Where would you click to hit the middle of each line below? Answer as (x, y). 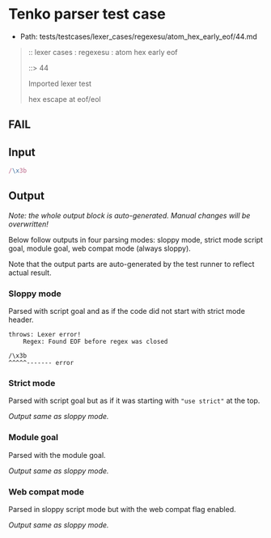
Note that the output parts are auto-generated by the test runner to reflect (131, 264)
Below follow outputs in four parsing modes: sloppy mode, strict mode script (136, 239)
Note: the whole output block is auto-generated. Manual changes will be (129, 215)
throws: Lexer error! (45, 335)
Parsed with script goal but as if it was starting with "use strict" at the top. (134, 400)
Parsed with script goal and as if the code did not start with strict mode (127, 311)
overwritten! (28, 224)
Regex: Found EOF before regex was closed (95, 342)
